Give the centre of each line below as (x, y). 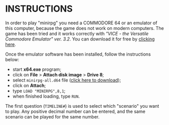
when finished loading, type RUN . (46, 96)
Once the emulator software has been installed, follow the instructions (78, 54)
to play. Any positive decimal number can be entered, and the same (75, 111)
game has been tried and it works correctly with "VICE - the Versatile (77, 33)
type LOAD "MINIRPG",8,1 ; (39, 91)
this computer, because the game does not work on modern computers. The (84, 28)
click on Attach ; (29, 85)
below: (12, 59)
